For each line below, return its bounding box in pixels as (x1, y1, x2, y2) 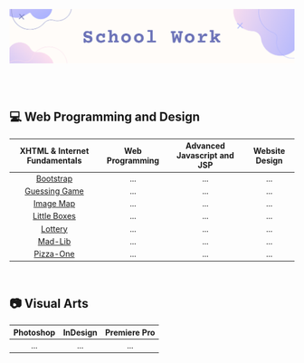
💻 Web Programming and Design (9, 110, 201, 125)
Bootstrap (35, 173, 73, 184)
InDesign (62, 327, 98, 338)
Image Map (33, 198, 76, 209)
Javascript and (176, 150, 235, 161)
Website (252, 145, 286, 156)
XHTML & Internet (19, 145, 90, 156)
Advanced (185, 140, 226, 151)
